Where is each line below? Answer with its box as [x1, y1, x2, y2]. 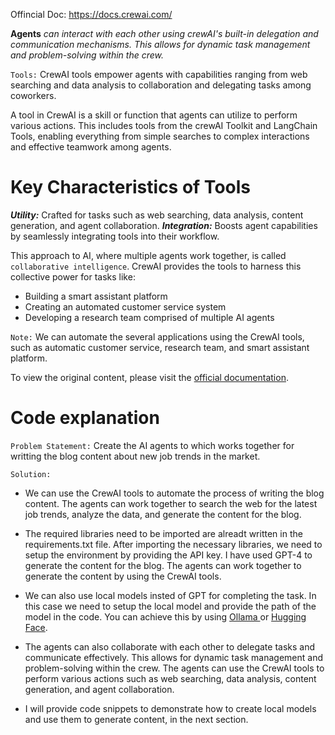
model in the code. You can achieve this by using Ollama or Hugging [24, 610, 307, 623]
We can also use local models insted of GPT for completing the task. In [24, 589, 317, 601]
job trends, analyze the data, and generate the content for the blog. [24, 508, 302, 520]
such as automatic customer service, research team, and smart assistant [10, 341, 310, 353]
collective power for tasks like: [10, 270, 136, 283]
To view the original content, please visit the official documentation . [10, 371, 289, 383]
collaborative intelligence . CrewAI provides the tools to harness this [10, 260, 302, 272]
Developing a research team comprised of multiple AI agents [24, 311, 275, 323]
